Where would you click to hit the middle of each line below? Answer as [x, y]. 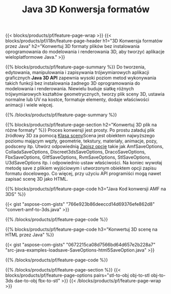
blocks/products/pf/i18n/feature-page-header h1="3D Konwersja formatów [84, 41]
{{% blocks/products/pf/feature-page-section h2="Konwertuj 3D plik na [81, 125]
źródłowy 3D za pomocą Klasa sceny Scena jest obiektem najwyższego [80, 136]
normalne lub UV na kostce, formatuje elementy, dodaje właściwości [77, 100]
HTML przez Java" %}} [30, 235]
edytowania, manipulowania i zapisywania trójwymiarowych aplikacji [77, 72]
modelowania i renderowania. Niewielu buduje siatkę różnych [70, 89]
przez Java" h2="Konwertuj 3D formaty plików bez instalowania [72, 46]
